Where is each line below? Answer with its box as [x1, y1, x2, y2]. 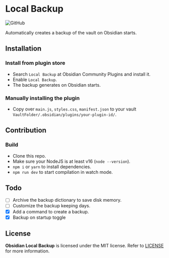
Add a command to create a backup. [12, 208, 89, 214]
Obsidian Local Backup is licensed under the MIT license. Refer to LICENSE [5, 243, 164, 249]
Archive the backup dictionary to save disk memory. [12, 197, 122, 203]
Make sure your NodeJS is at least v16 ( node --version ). [12, 158, 130, 164]
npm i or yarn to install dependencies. [12, 163, 91, 170]
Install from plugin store [5, 59, 65, 66]
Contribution [5, 126, 47, 135]
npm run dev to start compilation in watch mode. [12, 169, 113, 175]
